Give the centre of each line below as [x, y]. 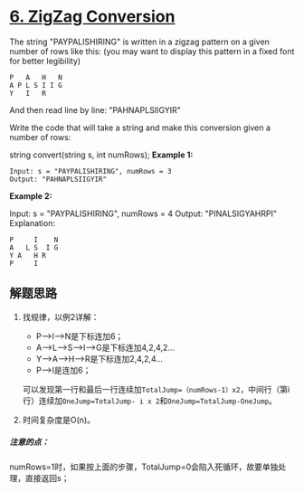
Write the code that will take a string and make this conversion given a [140, 128]
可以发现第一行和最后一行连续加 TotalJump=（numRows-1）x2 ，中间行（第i [156, 389]
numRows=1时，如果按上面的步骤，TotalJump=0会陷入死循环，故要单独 [144, 467]
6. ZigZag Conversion [92, 17]
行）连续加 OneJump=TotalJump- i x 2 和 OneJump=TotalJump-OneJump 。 [150, 401]
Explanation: [33, 222]
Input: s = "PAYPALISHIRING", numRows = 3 [90, 171]
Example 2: [31, 195]
